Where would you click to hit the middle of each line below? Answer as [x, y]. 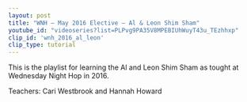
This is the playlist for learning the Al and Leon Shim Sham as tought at [123, 67]
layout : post [30, 15]
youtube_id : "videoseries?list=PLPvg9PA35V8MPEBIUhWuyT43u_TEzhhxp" [123, 30]
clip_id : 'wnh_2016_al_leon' [56, 38]
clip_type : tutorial [42, 45]
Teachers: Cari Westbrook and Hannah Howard [85, 91]
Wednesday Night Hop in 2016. [59, 76]
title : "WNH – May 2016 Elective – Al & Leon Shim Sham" [104, 23]
